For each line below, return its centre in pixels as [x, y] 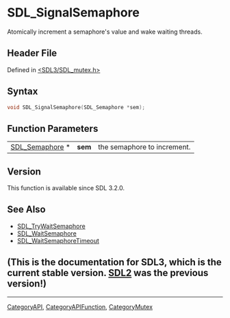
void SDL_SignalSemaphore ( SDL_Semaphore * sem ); [76, 107]
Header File [32, 53]
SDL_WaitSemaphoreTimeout [58, 240]
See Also [26, 210]
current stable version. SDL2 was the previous [108, 273]
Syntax [23, 92]
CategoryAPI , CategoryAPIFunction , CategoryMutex [80, 306]
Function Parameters [53, 128]
